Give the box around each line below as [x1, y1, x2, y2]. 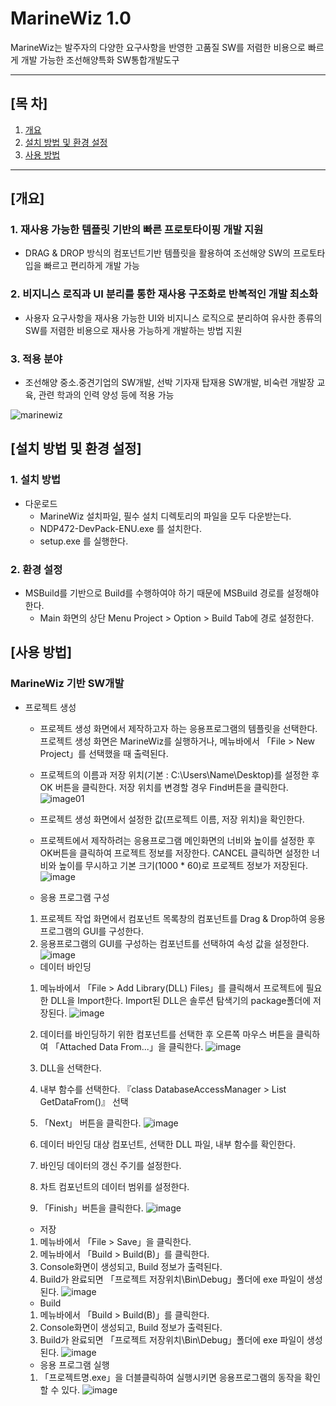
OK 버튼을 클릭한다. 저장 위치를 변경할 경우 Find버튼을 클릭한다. [39, 781, 289, 793]
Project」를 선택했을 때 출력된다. [39, 747, 169, 759]
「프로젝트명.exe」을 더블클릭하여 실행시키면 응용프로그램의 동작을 [39, 1371, 303, 1383]
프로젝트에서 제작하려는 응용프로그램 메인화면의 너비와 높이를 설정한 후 [39, 834, 316, 846]
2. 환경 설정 [10, 562, 63, 576]
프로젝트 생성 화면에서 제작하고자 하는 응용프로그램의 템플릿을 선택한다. [39, 722, 318, 734]
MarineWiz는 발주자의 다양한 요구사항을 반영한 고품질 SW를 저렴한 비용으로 [10, 41, 306, 53]
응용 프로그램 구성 [39, 891, 110, 903]
